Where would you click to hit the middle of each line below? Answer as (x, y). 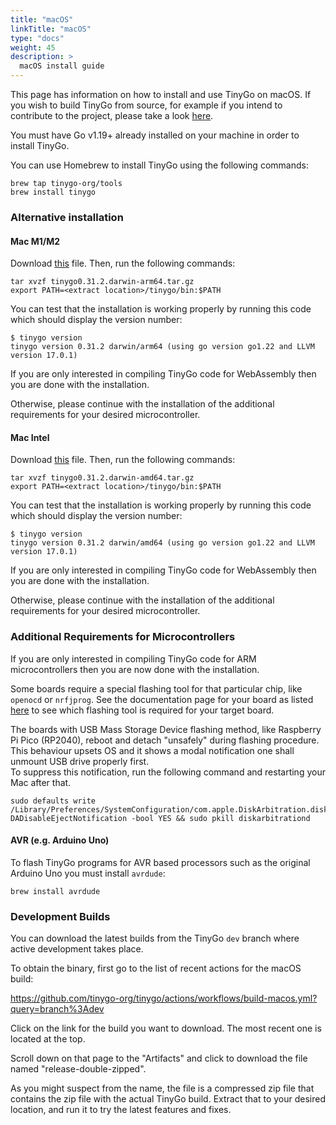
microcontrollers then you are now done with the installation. (135, 669)
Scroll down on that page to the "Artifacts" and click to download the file (159, 1058)
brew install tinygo (53, 192)
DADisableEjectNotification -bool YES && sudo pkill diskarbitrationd (160, 818)
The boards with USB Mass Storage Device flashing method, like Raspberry (166, 729)
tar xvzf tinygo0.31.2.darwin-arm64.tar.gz (102, 282)
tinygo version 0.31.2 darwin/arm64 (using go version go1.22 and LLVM (162, 347)
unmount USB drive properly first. (80, 761)
